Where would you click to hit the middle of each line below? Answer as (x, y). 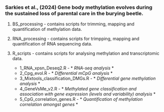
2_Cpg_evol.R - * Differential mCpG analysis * (66, 73)
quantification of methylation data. (47, 29)
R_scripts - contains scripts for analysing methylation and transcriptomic (86, 53)
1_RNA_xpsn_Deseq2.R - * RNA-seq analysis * (67, 68)
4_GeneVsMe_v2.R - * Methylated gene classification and (78, 89)
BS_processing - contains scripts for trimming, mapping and (73, 24)
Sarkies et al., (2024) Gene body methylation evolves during (79, 7)
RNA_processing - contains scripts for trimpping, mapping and (76, 39)
